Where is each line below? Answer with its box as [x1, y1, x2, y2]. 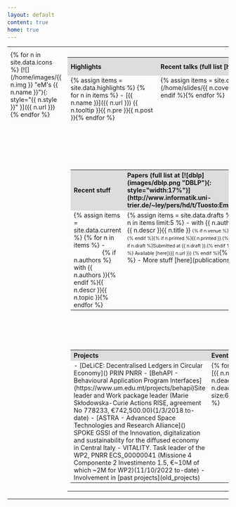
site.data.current [73, 226, 122, 234]
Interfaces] [169, 376, 202, 385]
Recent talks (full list [160, 63, 223, 71]
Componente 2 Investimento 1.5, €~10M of [73, 458, 200, 467]
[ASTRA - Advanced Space [96, 413, 176, 422]
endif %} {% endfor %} [160, 91, 225, 99]
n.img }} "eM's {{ [10, 81, 58, 89]
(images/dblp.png [126, 179, 181, 187]
